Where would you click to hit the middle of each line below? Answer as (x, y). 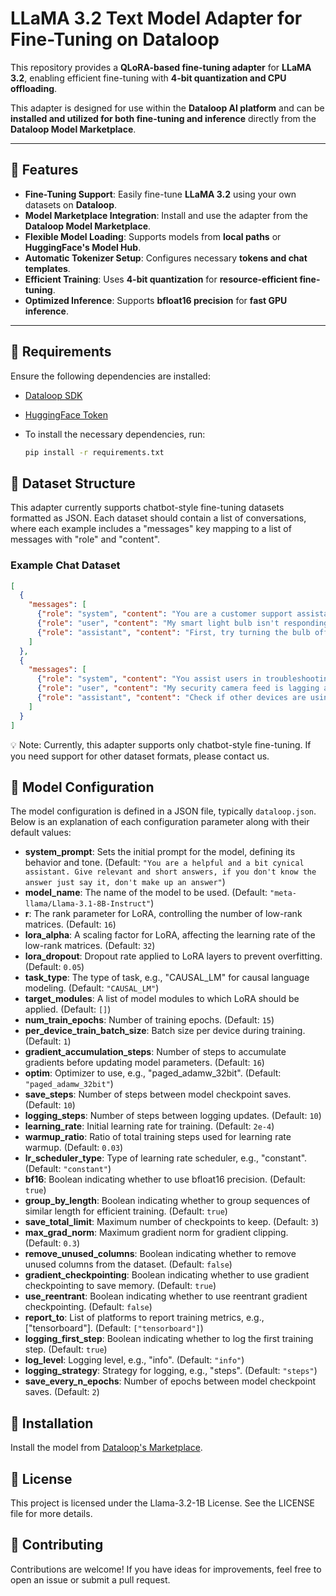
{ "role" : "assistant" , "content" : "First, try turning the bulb (173, 632)
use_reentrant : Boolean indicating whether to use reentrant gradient (166, 1296)
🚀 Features (44, 170)
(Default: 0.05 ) (54, 967)
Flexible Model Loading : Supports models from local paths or (153, 236)
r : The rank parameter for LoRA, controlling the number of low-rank (163, 914)
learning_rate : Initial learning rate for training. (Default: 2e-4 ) (149, 1126)
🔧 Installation (52, 1423)
